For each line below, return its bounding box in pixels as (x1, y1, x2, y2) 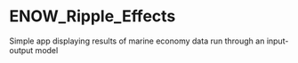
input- (266, 35, 289, 46)
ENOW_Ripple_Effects (9, 6, 176, 27)
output (9, 44, 34, 55)
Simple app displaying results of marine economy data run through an (9, 35, 265, 46)
